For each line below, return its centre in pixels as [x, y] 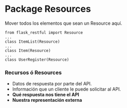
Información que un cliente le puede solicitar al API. [67, 89]
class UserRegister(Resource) [37, 60]
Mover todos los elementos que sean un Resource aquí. [63, 23]
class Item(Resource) [28, 50]
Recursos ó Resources [33, 73]
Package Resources [48, 9]
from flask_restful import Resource [44, 32]
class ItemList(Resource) [32, 42]
